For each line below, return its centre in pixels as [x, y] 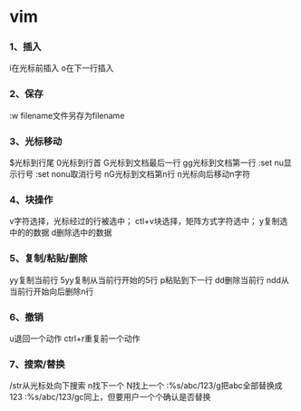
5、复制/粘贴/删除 [49, 259]
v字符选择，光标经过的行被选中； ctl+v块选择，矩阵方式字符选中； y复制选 [149, 221]
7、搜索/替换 [37, 364]
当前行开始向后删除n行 [52, 291]
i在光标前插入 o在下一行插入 [62, 68]
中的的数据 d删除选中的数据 [61, 232]
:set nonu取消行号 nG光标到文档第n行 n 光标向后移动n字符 [143, 174]
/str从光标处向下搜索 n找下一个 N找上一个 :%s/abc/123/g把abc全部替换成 [146, 386]
